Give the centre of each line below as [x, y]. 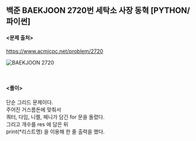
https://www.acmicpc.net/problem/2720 [55, 51]
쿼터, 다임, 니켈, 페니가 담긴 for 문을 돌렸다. [55, 117]
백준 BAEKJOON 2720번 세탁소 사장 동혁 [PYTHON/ [98, 11]
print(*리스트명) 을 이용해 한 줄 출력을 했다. [55, 132]
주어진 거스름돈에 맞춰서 [34, 109]
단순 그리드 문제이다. [30, 102]
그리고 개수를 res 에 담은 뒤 [37, 124]
